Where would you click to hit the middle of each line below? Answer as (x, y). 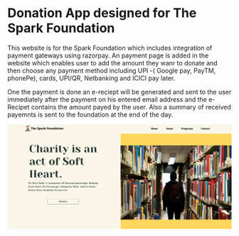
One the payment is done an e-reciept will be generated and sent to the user (119, 92)
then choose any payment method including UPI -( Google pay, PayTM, (112, 70)
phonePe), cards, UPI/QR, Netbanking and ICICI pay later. (91, 78)
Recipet (18, 107)
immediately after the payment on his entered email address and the (107, 99)
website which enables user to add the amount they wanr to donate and (113, 63)
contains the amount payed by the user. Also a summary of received (131, 107)
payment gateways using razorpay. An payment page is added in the (108, 55)
